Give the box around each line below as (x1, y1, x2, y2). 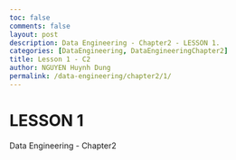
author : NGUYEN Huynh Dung (9, 64, 111, 73)
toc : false (9, 13, 51, 22)
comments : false (9, 22, 71, 31)
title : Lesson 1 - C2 (9, 55, 91, 64)
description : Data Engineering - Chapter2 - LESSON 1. (9, 38, 221, 48)
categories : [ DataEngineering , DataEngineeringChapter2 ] (9, 47, 229, 56)
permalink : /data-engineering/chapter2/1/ (9, 72, 172, 81)
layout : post (9, 30, 59, 39)
